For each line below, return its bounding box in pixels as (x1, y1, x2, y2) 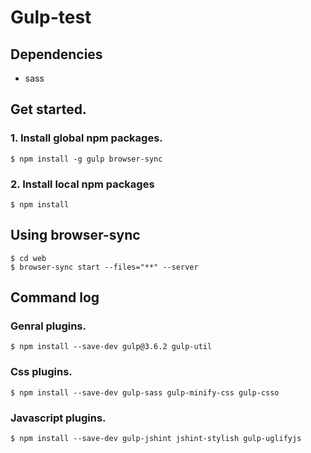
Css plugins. (10, 365, 73, 379)
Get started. (10, 101, 87, 118)
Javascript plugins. (10, 411, 107, 425)
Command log (10, 289, 100, 306)
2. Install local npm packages (10, 177, 155, 191)
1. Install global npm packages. (10, 131, 163, 145)
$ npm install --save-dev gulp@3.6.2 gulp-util (10, 342, 213, 352)
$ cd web (10, 253, 47, 263)
